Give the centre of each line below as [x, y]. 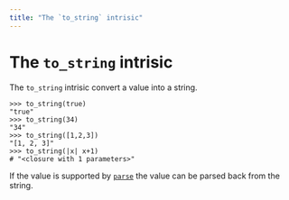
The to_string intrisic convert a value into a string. [103, 87]
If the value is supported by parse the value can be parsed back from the [144, 176]
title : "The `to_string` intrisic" [76, 18]
